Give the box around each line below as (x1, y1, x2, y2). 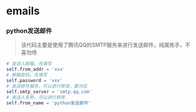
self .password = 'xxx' (6, 78, 63, 84)
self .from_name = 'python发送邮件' (6, 100, 91, 106)
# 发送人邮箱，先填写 (6, 61, 52, 67)
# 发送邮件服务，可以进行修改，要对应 (6, 83, 88, 89)
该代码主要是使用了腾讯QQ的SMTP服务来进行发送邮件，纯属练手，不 (20, 41, 191, 49)
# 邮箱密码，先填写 (6, 72, 48, 78)
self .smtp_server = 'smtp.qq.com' (6, 89, 93, 95)
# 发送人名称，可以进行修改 (6, 94, 66, 100)
